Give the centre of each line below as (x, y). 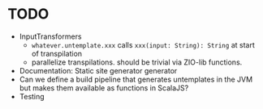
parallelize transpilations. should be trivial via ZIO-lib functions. (137, 62)
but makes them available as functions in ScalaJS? (104, 88)
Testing (32, 96)
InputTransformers (50, 36)
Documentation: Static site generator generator (98, 70)
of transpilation (57, 53)
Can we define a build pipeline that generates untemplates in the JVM (136, 79)
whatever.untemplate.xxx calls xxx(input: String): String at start (143, 44)
